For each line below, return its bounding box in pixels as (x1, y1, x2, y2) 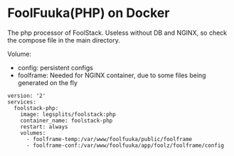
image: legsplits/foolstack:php (20, 111, 116, 118)
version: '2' (7, 92, 46, 99)
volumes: (20, 129, 46, 136)
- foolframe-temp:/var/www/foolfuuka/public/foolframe (26, 135, 193, 143)
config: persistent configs (17, 63, 94, 72)
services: (7, 98, 37, 106)
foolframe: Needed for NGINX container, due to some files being (17, 71, 206, 79)
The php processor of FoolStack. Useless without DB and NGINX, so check (7, 28, 228, 37)
